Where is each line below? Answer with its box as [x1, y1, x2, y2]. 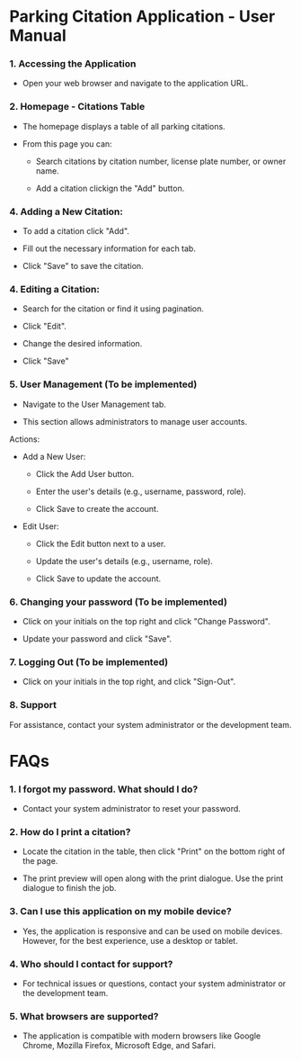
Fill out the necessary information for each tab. [22, 243, 196, 254]
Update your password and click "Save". [22, 633, 173, 644]
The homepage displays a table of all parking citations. [22, 121, 226, 131]
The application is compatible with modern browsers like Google [22, 1030, 261, 1041]
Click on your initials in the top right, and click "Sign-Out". [22, 677, 236, 687]
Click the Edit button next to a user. [35, 538, 166, 549]
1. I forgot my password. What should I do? [9, 783, 199, 795]
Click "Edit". [22, 321, 67, 332]
